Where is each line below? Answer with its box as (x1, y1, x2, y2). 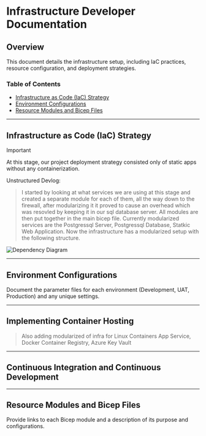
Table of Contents (6, 80, 61, 88)
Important (6, 147, 31, 154)
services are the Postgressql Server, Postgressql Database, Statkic (21, 221, 191, 229)
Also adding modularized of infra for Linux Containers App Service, (21, 332, 191, 340)
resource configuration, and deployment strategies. (6, 64, 137, 72)
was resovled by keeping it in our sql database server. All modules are (21, 208, 199, 216)
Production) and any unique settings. (6, 293, 100, 300)
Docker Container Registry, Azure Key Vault (21, 338, 132, 346)
